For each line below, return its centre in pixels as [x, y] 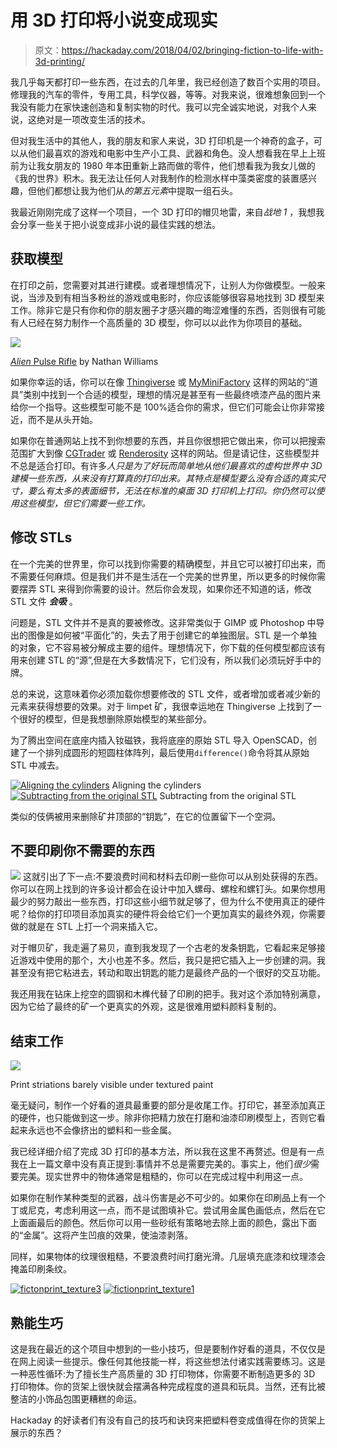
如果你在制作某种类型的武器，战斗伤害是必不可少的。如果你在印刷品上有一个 [168, 1198]
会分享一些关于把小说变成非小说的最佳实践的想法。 [115, 224]
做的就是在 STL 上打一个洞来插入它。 [86, 927]
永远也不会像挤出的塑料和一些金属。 [102, 1130]
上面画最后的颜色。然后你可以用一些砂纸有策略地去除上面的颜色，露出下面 [163, 1223]
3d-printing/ [59, 61]
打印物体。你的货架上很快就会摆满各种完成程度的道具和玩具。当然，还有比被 [168, 1386]
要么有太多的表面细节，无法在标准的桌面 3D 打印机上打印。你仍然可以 [172, 490]
